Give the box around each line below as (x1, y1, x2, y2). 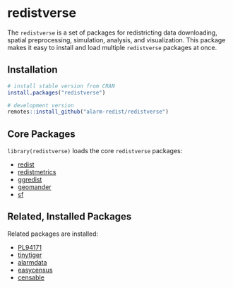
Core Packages (7, 128, 76, 140)
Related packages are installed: (7, 229, 99, 238)
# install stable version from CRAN (7, 83, 115, 90)
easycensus (17, 265, 53, 274)
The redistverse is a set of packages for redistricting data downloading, (7, 28, 217, 37)
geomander (17, 183, 52, 191)
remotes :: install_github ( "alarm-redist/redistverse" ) (7, 108, 169, 116)
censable (17, 273, 44, 282)
